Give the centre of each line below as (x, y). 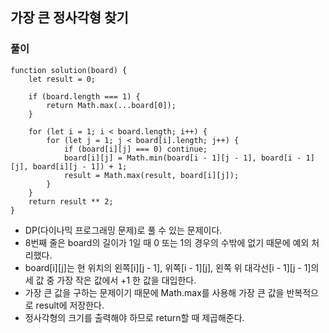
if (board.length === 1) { (84, 96)
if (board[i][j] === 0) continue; (135, 149)
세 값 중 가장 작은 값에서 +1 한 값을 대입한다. (110, 280)
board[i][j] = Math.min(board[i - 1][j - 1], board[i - (182, 158)
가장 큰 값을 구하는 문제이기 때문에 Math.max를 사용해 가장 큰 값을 (154, 292)
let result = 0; (62, 79)
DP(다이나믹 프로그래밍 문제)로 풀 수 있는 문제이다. (123, 230)
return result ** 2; (71, 201)
